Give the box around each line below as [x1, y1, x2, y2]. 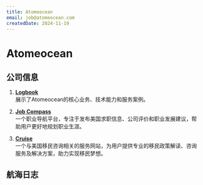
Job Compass [15, 108, 52, 116]
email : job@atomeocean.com [6, 15, 75, 21]
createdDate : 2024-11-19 [6, 20, 69, 26]
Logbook [15, 89, 38, 96]
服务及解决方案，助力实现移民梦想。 [15, 150, 107, 157]
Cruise [15, 135, 33, 142]
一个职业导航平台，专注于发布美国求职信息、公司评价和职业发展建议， [15, 115, 192, 122]
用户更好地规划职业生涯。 [20, 123, 85, 130]
